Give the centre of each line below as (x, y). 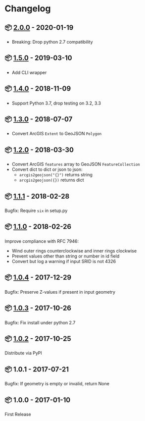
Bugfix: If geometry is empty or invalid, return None (57, 384)
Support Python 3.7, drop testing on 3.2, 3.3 (56, 103)
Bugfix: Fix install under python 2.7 (40, 322)
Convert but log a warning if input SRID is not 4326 (64, 261)
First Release (18, 414)
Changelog (28, 9)
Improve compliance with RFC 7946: (42, 241)
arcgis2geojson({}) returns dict (52, 180)
